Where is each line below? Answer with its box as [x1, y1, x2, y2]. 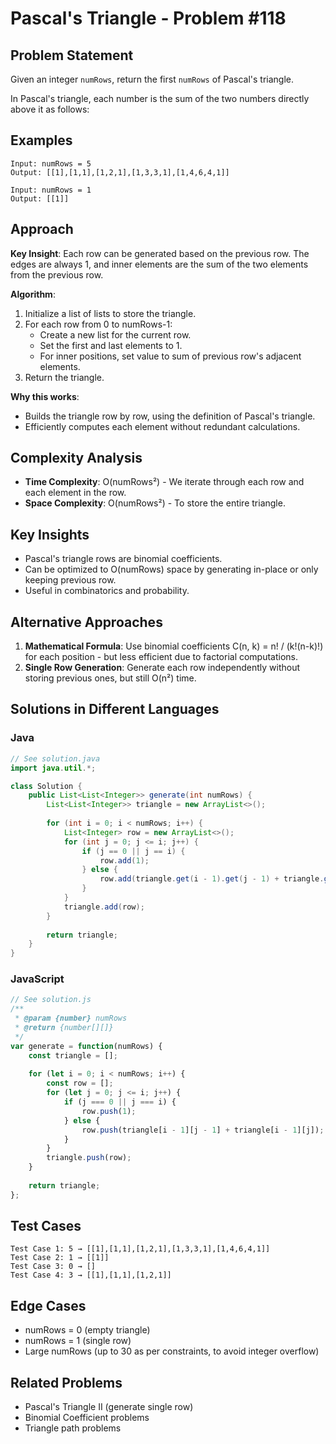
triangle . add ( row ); [63, 902, 145, 912]
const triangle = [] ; [28, 1050, 118, 1061]
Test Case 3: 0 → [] [10, 1262, 97, 1272]
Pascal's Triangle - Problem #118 [10, 7, 287, 30]
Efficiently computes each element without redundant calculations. [24, 420, 301, 432]
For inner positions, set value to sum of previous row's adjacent [39, 350, 302, 362]
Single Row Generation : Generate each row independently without [24, 662, 301, 674]
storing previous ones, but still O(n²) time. [24, 672, 197, 684]
